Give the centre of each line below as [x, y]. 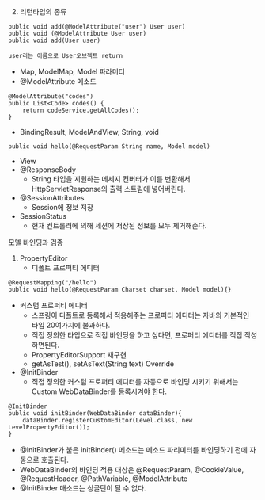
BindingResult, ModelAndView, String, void [89, 132]
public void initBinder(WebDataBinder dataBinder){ [95, 414]
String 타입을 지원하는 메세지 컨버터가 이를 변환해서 [111, 179]
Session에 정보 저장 [62, 207]
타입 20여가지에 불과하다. [71, 325]
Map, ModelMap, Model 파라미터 [72, 71]
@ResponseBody [48, 170]
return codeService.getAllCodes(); [81, 110]
